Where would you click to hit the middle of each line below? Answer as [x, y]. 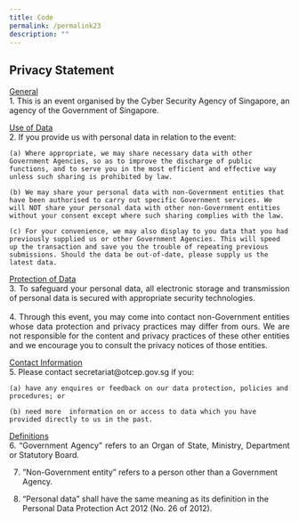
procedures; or [37, 396]
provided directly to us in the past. [81, 419]
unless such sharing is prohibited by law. [91, 177]
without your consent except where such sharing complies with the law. [147, 216]
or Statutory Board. [44, 455]
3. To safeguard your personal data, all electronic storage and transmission [149, 289]
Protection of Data [43, 279]
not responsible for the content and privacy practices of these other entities [149, 336]
